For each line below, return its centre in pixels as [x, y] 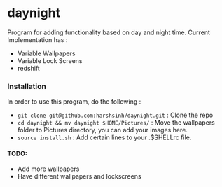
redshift [28, 68]
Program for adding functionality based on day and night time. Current [109, 32]
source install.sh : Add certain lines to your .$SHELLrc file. [104, 137]
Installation [27, 86]
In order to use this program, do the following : [74, 102]
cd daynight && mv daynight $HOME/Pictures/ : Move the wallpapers [116, 123]
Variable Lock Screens [50, 60]
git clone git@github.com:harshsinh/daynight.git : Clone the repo [115, 115]
